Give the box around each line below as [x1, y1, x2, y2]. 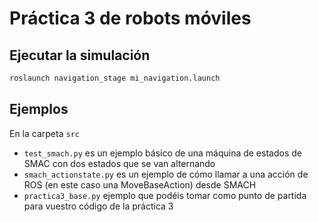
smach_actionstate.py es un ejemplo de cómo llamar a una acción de [23, 168, 309, 180]
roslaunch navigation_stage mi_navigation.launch [9, 73, 221, 83]
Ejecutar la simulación [9, 47, 151, 64]
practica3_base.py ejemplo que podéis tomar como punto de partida [23, 189, 307, 201]
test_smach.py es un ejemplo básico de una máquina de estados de [23, 147, 302, 159]
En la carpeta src [9, 127, 80, 139]
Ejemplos [9, 101, 69, 118]
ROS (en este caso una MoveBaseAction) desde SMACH [23, 178, 257, 191]
